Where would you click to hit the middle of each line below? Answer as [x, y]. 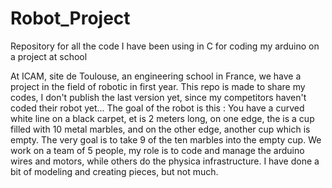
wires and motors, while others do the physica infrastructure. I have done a [165, 161]
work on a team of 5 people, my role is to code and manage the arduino [157, 150]
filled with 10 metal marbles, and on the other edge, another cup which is [160, 129]
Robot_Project [70, 18]
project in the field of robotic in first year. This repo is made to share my [158, 86]
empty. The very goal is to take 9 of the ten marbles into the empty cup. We [166, 139]
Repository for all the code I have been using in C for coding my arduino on [165, 46]
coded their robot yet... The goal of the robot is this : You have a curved [157, 108]
